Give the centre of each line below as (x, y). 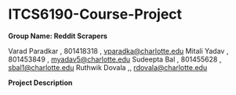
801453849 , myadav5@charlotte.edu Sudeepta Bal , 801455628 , (115, 59)
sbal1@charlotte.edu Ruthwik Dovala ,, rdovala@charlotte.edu (108, 67)
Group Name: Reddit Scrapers (58, 36)
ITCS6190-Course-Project (95, 14)
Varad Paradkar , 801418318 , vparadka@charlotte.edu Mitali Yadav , (118, 51)
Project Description (40, 83)
